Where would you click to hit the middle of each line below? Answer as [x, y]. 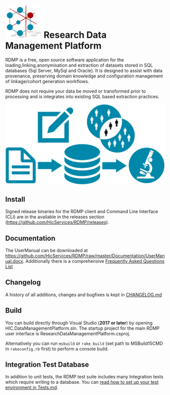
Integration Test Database [47, 364]
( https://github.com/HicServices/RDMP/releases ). [57, 222]
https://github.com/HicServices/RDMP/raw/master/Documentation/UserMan [85, 256]
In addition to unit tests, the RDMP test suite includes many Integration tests [84, 377]
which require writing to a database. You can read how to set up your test [82, 382]
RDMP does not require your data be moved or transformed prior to [76, 91]
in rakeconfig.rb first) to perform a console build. [57, 348]
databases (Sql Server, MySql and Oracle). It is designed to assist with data [84, 70]
